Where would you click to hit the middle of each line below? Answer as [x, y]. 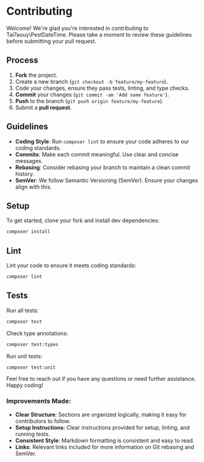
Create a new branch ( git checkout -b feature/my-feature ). [91, 81]
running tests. [32, 434]
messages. [29, 161]
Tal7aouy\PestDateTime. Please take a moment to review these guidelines [99, 34]
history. [25, 174]
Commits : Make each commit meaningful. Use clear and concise [97, 154]
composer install [28, 232]
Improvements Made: [39, 401]
